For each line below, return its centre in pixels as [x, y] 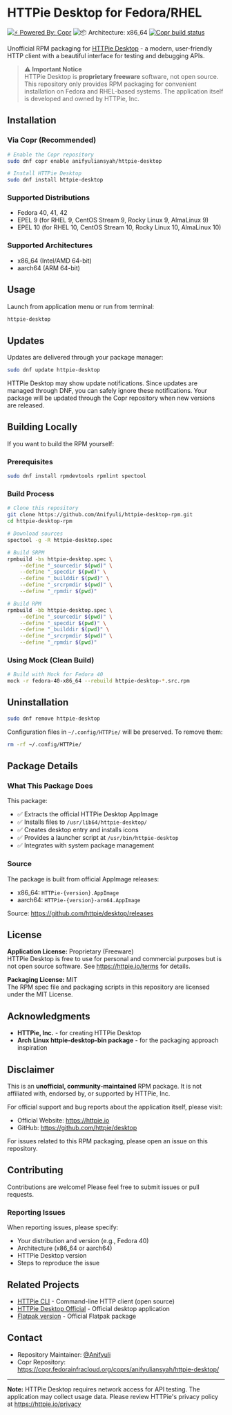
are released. [26, 405]
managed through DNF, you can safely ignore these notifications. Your [107, 391]
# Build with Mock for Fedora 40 [55, 675]
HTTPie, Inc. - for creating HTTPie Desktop [79, 1033]
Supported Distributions [49, 197]
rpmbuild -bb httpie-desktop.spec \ [60, 610]
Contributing [35, 1170]
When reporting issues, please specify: [63, 1227]
